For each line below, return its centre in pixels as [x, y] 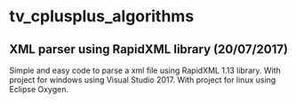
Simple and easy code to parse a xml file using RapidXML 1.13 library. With [145, 70]
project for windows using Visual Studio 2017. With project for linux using [143, 80]
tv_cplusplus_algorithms [102, 16]
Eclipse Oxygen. [39, 89]
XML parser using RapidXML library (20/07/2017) [149, 49]
